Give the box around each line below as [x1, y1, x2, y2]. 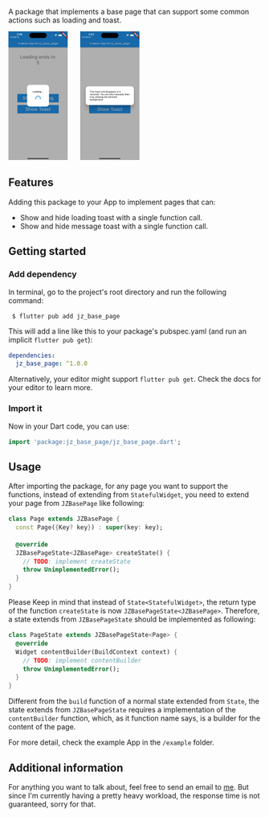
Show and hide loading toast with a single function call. [19, 212, 203, 222]
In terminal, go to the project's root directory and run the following [8, 287, 227, 297]
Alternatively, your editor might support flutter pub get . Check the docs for [8, 374, 262, 384]
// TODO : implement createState [22, 557, 131, 565]
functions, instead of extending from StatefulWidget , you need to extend [8, 490, 250, 499]
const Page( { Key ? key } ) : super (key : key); [15, 523, 163, 532]
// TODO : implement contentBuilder [22, 656, 142, 664]
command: [8, 295, 44, 305]
